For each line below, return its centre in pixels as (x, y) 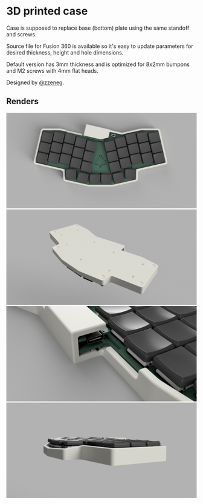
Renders (23, 101)
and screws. (21, 34)
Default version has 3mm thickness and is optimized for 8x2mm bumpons (98, 64)
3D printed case (47, 11)
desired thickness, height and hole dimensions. (65, 52)
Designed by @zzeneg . (35, 82)
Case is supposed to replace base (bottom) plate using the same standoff (98, 28)
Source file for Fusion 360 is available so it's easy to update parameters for (100, 46)
